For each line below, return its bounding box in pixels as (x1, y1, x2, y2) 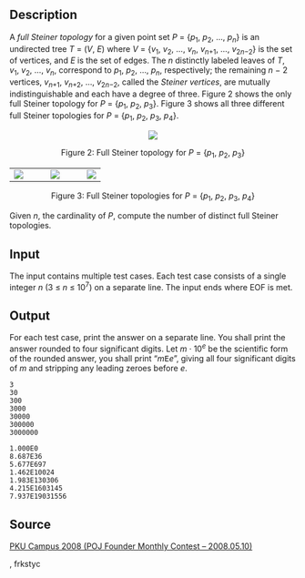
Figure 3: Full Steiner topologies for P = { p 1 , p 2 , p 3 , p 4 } (50, 190, 256, 204)
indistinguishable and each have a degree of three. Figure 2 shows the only (9, 88, 292, 99)
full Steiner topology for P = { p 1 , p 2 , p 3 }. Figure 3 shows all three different (9, 98, 285, 111)
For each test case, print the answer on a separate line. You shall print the (9, 332, 286, 343)
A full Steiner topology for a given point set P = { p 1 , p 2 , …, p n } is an (9, 31, 260, 45)
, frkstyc (9, 558, 41, 569)
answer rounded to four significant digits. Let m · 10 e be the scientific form (9, 341, 289, 354)
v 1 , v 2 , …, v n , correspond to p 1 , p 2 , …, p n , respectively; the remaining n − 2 (9, 65, 289, 78)
